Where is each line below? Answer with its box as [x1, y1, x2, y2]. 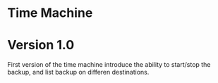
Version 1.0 [7, 37, 75, 53]
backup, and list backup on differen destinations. [7, 68, 150, 77]
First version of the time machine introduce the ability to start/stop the [7, 60, 211, 69]
